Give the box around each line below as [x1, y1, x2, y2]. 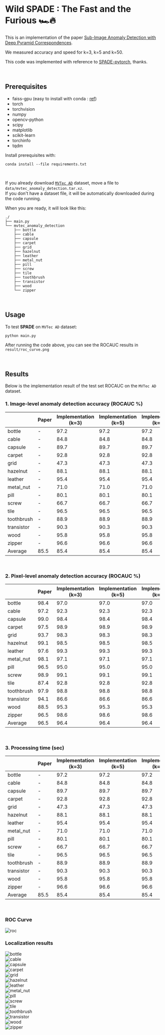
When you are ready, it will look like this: [5, 205, 86, 211]
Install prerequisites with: [5, 152, 56, 158]
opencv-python [12, 117, 44, 122]
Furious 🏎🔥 [5, 15, 56, 26]
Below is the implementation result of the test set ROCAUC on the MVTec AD [5, 383, 156, 389]
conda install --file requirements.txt [5, 161, 87, 167]
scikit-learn [12, 132, 35, 138]
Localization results [5, 940, 53, 946]
